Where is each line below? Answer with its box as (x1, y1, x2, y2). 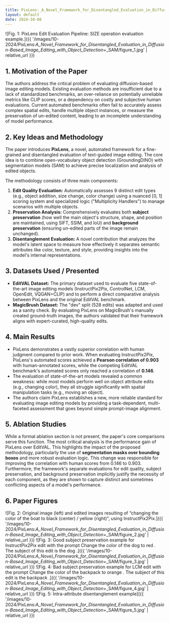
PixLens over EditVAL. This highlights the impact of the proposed (5, 444, 141, 450)
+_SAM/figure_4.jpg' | (103, 585, 149, 592)
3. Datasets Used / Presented (5, 267, 100, 275)
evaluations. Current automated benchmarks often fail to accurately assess (5, 102, 162, 108)
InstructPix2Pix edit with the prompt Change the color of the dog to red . (5, 542, 156, 548)
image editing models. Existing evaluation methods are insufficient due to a (5, 86, 162, 92)
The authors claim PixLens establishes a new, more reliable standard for (12, 394, 163, 400)
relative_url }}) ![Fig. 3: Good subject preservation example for (5, 537, 135, 543)
